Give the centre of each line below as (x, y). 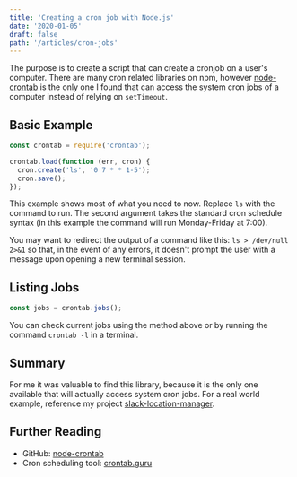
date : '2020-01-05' (46, 26)
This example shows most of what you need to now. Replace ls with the (142, 204)
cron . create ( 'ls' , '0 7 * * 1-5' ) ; (84, 170)
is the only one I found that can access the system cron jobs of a (160, 87)
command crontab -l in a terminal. (74, 335)
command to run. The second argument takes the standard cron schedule (146, 213)
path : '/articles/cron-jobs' (64, 43)
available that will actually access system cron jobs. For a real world (135, 394)
